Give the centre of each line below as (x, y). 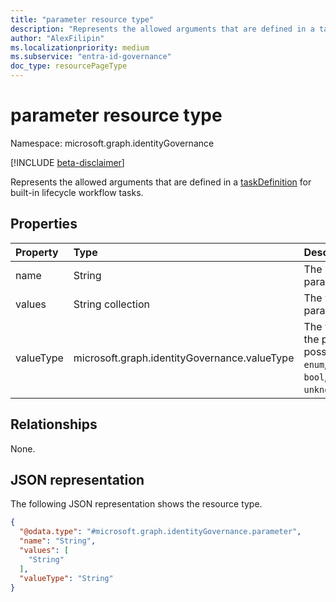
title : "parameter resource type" (82, 19)
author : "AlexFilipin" (57, 38)
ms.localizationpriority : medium (80, 47)
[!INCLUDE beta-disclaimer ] (67, 162)
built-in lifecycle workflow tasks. (77, 192)
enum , (315, 364)
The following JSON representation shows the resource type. (136, 504)
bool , (315, 376)
